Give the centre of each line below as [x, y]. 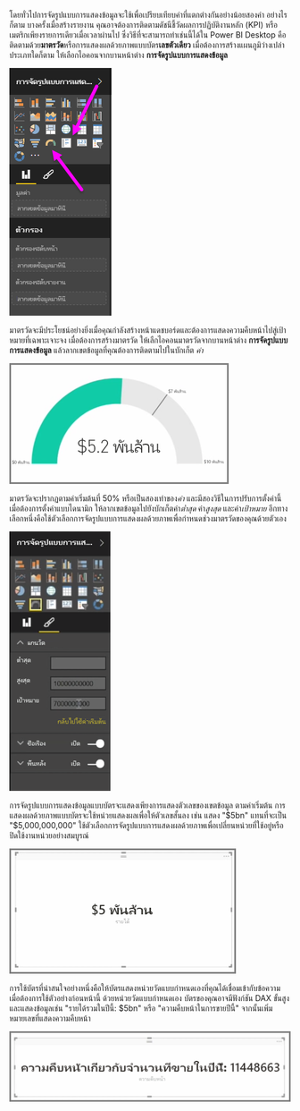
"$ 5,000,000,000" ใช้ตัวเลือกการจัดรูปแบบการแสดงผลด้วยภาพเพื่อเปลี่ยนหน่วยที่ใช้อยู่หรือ [146, 825]
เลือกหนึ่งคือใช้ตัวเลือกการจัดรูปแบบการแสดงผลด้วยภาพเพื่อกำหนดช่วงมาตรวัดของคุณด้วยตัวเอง [148, 518]
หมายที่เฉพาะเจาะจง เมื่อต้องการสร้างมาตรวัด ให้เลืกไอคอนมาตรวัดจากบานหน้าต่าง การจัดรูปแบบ [149, 340]
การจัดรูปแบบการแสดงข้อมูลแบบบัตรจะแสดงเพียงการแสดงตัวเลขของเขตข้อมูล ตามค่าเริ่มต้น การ [147, 805]
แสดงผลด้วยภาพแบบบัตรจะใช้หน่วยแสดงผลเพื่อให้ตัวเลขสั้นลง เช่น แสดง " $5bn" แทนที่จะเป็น [148, 815]
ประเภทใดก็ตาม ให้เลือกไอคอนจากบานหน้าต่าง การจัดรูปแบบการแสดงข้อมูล [118, 55]
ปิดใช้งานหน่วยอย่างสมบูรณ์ [49, 835]
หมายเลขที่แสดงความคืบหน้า [50, 1018]
